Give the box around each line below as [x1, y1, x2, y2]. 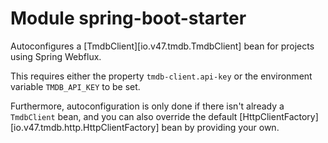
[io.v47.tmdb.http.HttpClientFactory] [10, 121, 160, 133]
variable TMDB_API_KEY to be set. [10, 80, 141, 92]
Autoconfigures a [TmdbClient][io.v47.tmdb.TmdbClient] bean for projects [10, 40, 315, 52]
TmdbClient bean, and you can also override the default [10, 110, 238, 122]
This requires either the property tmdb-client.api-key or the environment [10, 70, 313, 82]
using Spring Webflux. [10, 50, 102, 62]
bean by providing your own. [161, 121, 280, 133]
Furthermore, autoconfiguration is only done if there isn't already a [10, 100, 285, 112]
